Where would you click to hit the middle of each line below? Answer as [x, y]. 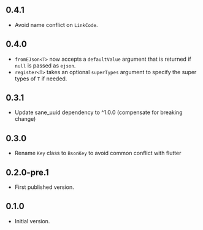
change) [25, 119]
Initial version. [32, 221]
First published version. [44, 187]
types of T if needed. [41, 79]
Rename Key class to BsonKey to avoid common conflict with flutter [98, 153]
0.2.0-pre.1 [28, 172]
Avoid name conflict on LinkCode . [56, 25]
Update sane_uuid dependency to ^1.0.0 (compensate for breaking [98, 112]
